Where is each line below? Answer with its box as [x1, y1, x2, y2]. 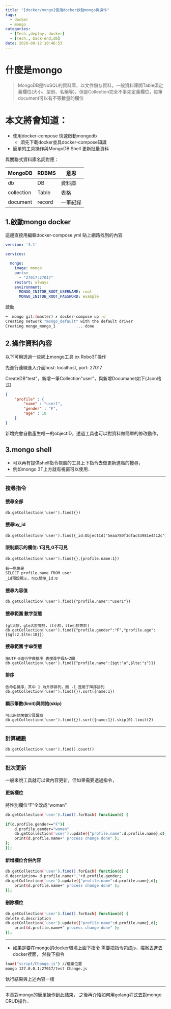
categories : [5, 27, 31, 32]
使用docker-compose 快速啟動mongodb [12, 132, 97, 138]
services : [5, 251, 26, 257]
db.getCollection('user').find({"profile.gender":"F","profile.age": [5, 627, 156, 632]
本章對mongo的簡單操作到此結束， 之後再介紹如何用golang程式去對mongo [5, 992, 162, 998]
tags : [5, 12, 17, 17]
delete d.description [5, 916, 51, 921]
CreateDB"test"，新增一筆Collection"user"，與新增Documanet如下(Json [5, 375, 157, 381]
